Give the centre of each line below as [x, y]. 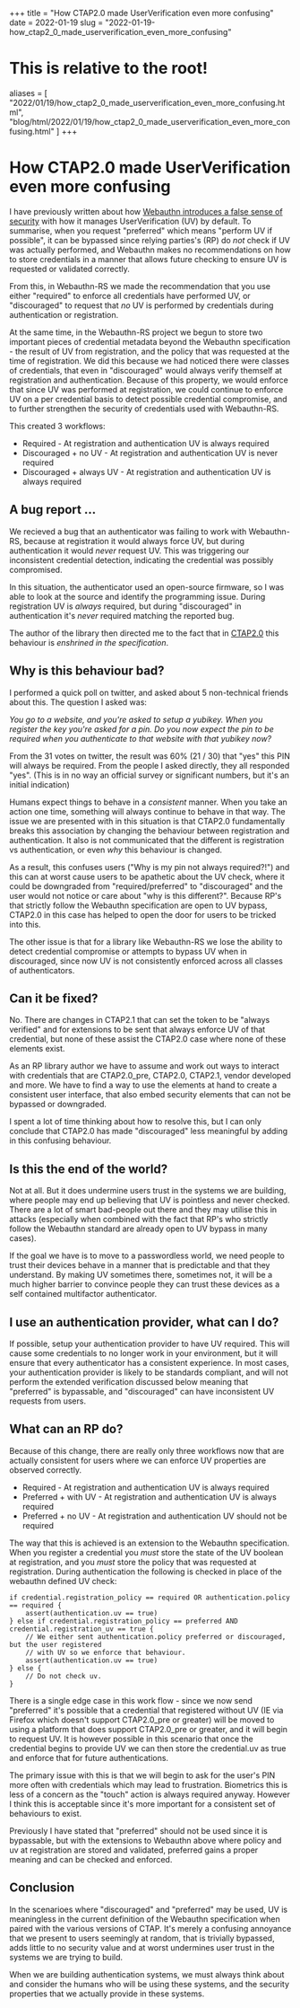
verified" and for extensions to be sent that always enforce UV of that [137, 1030]
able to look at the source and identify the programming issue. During [137, 596]
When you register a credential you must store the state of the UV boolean [146, 1552]
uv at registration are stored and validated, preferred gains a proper [134, 1850]
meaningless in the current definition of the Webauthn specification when [145, 1919]
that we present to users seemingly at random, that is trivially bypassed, [142, 1938]
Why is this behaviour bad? [87, 671]
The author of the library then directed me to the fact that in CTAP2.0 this [144, 633]
